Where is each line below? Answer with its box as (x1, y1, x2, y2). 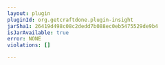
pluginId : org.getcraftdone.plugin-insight (7, 16, 134, 23)
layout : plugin (7, 10, 51, 17)
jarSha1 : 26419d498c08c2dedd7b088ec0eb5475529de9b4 (7, 23, 158, 29)
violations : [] (7, 42, 51, 49)
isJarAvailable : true (7, 29, 69, 36)
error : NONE (7, 36, 41, 42)
